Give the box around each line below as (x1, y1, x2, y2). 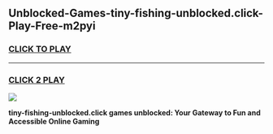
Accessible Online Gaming (8, 116, 100, 126)
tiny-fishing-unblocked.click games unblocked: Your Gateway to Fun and (8, 107, 262, 117)
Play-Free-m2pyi (8, 19, 96, 33)
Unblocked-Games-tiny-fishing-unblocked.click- (8, 6, 264, 20)
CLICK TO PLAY (8, 44, 71, 55)
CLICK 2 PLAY (8, 74, 65, 85)
